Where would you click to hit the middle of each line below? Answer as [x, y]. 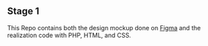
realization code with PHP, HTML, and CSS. [69, 35]
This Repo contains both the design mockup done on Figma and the [104, 27]
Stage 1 [23, 11]
